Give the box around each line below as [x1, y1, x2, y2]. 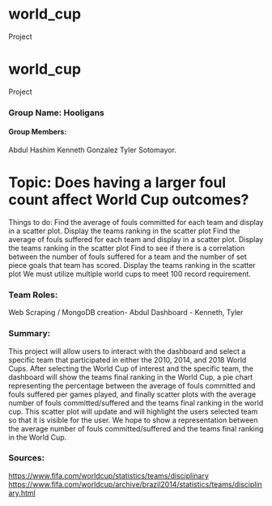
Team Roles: [8, 289, 58, 300]
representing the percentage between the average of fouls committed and [8, 381, 256, 390]
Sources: [8, 453, 45, 464]
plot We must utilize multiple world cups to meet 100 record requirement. [8, 269, 251, 279]
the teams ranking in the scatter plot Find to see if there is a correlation [8, 243, 245, 253]
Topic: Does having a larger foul [8, 173, 227, 192]
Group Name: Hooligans [8, 107, 105, 118]
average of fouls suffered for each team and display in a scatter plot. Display [8, 234, 264, 244]
